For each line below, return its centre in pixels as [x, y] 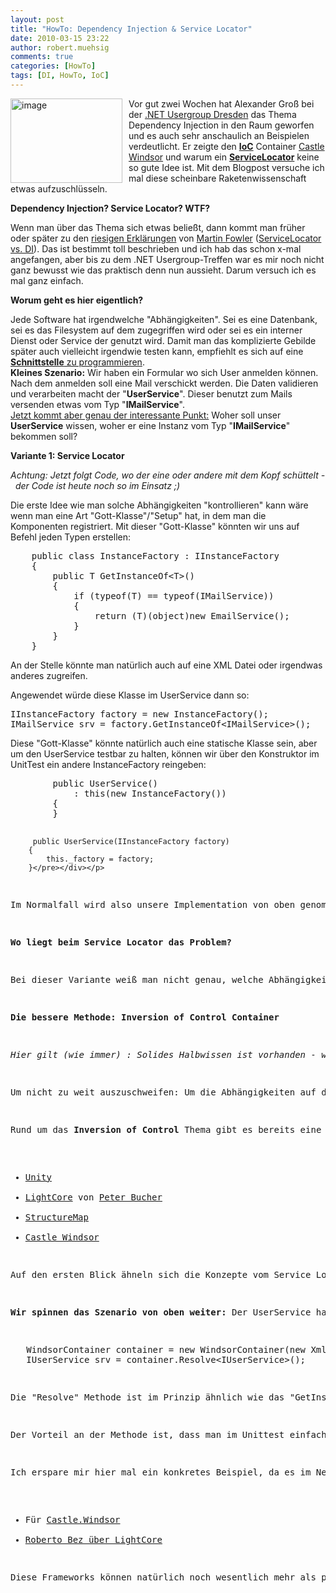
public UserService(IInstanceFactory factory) [131, 841]
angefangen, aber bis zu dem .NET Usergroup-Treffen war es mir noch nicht [167, 259]
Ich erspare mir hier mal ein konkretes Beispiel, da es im [161, 1472]
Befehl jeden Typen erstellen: [71, 537]
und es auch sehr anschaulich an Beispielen [219, 135]
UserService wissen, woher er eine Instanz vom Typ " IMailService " [150, 425]
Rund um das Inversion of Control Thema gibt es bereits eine [166, 1129]
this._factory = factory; [100, 859]
